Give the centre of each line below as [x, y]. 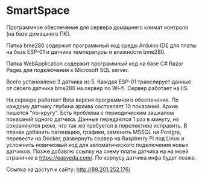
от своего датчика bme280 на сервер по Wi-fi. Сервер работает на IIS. [97, 88]
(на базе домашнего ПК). [39, 33]
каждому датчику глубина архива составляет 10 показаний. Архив [92, 106]
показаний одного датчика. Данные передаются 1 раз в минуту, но [93, 119]
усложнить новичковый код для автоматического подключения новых [97, 145]
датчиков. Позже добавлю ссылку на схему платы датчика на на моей [97, 151]
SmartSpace [38, 11]
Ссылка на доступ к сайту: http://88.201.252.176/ [68, 169]
